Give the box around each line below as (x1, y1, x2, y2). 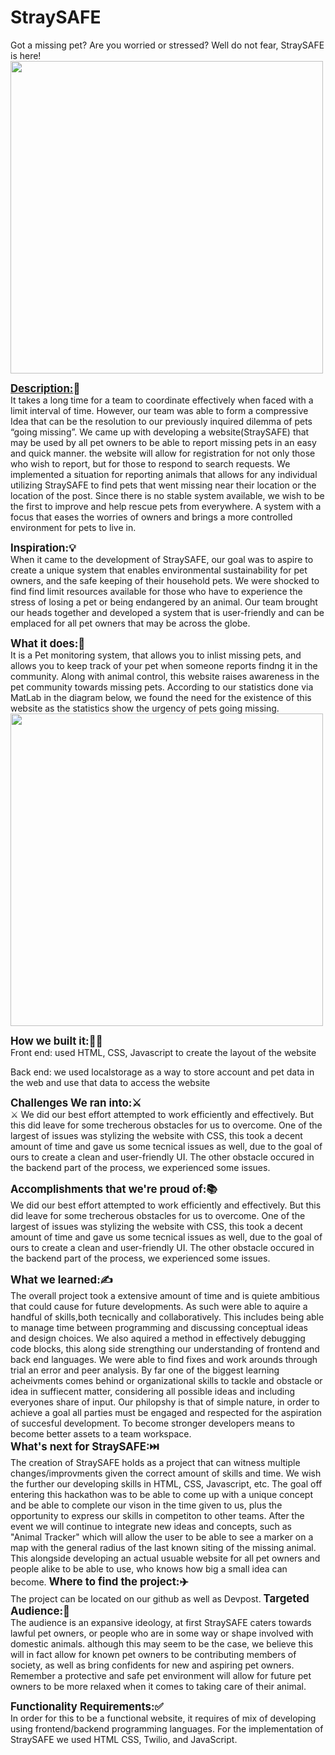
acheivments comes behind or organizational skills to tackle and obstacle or (10, 1374, 323, 1386)
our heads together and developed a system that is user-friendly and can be (10, 606, 325, 618)
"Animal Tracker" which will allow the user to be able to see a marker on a (10, 1531, 314, 1543)
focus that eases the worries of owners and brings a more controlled (10, 511, 293, 523)
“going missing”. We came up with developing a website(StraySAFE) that (10, 426, 310, 438)
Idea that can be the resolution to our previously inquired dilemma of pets (10, 415, 313, 427)
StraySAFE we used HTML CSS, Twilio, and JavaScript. (10, 1733, 238, 1745)
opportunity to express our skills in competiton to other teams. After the (10, 1509, 305, 1521)
